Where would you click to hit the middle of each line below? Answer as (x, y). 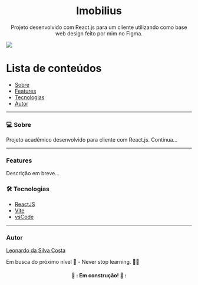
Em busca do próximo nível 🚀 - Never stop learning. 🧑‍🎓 (73, 262)
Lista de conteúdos (54, 68)
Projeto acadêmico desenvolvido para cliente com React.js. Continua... (92, 140)
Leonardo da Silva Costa (36, 250)
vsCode (24, 217)
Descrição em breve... (33, 173)
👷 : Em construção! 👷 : (99, 275)
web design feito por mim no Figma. (99, 33)
